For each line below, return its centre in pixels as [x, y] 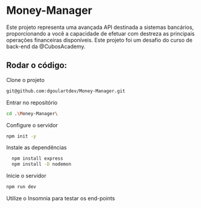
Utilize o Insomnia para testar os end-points [61, 198]
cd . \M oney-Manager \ [32, 113]
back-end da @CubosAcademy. [46, 46]
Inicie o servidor [26, 176]
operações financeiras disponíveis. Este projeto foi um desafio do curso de [100, 40]
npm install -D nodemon [41, 164]
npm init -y [21, 136]
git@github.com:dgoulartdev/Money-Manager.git [66, 91]
